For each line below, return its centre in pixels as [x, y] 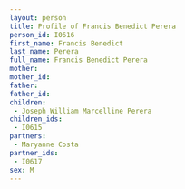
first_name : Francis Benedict [67, 43]
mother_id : [30, 77]
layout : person [38, 18]
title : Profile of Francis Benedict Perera [93, 26]
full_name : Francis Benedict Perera [78, 60]
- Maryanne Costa [46, 144]
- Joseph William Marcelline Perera [83, 111]
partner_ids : [34, 153]
